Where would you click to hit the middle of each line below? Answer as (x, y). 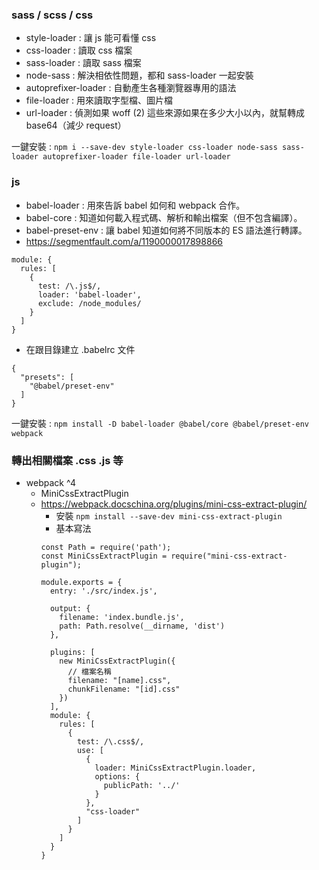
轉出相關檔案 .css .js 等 (67, 460)
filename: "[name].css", (119, 680)
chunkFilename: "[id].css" (124, 689)
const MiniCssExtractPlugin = (104, 556)
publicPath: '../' (142, 785)
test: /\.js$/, (69, 286)
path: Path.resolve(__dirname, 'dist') (142, 626)
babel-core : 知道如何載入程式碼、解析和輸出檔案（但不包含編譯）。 (164, 217)
